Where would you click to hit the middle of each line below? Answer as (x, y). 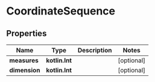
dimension (25, 70)
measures (24, 60)
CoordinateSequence (61, 11)
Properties (27, 33)
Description (95, 50)
